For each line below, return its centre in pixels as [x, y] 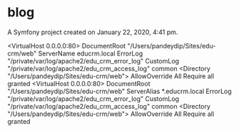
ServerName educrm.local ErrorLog [91, 53]
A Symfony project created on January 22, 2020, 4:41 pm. [93, 32]
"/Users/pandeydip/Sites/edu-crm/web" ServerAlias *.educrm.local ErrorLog [119, 91]
